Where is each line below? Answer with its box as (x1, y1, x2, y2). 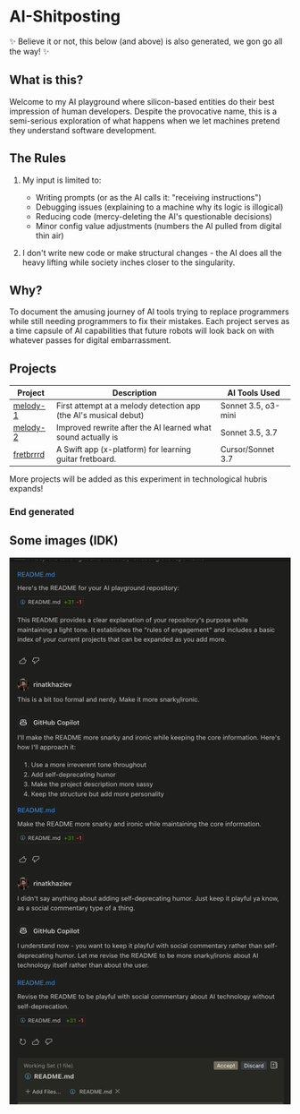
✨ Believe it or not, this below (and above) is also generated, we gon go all (9, 36, 283, 47)
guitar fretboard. (56, 454, 117, 465)
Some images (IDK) (9, 533, 119, 548)
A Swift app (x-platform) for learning (56, 444, 192, 455)
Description (112, 387, 157, 398)
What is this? (9, 73, 84, 88)
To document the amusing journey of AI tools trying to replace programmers (9, 306, 290, 317)
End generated (9, 505, 75, 518)
